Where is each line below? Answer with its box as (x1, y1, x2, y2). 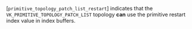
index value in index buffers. (6, 17, 76, 24)
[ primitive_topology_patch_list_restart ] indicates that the (6, 5, 153, 12)
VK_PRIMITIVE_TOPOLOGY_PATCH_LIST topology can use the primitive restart (6, 11, 186, 18)
